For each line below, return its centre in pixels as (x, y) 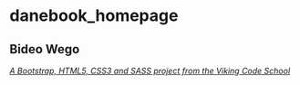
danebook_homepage (94, 16)
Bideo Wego (45, 49)
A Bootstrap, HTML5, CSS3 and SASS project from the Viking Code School (150, 71)
